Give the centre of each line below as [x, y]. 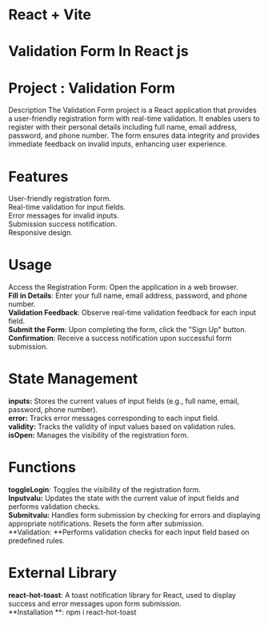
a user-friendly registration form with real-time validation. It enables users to [134, 118]
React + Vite [50, 15]
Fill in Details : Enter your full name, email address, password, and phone [128, 296]
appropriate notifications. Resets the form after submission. [106, 524]
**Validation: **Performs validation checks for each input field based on [129, 532]
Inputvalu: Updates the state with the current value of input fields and [124, 499]
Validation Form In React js [99, 52]
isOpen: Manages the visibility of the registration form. [99, 435]
